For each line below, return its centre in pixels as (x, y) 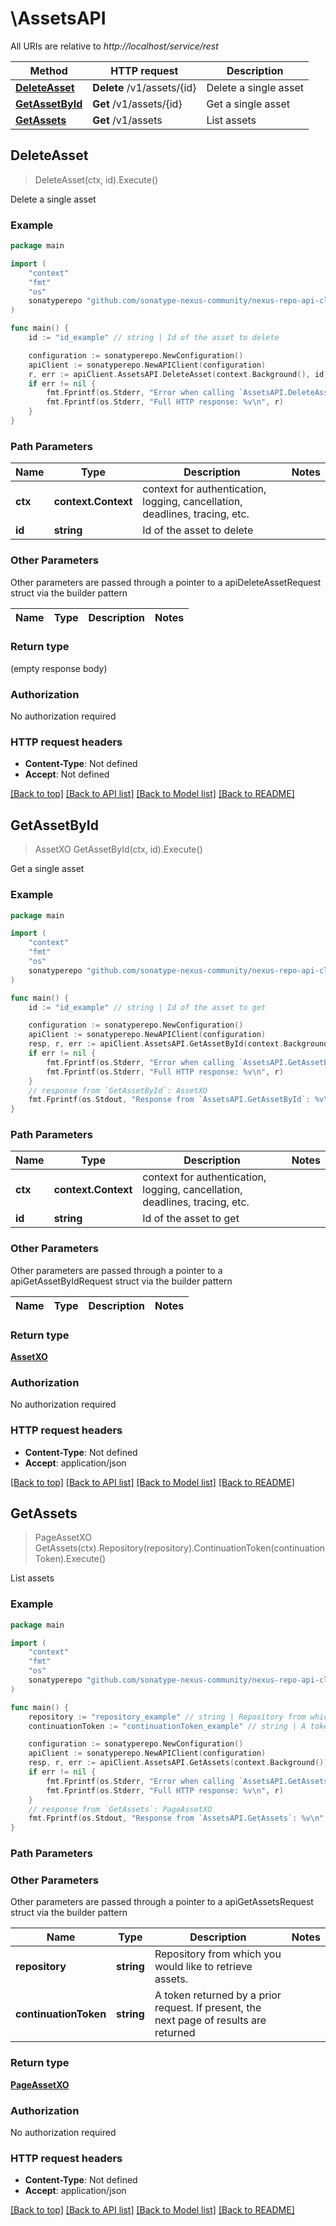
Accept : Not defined (67, 774)
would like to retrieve (203, 1967)
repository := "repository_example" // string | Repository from (167, 1717)
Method (48, 70)
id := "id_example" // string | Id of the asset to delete (154, 338)
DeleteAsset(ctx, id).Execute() (96, 179)
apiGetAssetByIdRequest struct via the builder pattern (121, 1281)
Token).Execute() (70, 1559)
